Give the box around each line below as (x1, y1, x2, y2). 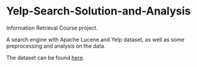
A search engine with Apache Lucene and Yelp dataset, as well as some (6, 36, 185, 43)
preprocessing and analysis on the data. (6, 42, 106, 49)
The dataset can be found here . (6, 54, 85, 61)
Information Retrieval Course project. (6, 24, 98, 31)
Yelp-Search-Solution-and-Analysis (6, 4, 191, 18)
